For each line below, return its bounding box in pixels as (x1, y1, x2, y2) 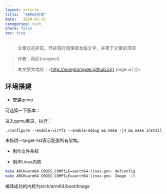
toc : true (5, 31, 26, 36)
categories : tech (5, 21, 41, 27)
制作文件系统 (12, 148, 39, 154)
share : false (5, 26, 32, 31)
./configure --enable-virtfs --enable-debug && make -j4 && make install (5, 128, 162, 133)
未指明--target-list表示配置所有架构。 (5, 137, 82, 143)
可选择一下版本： (5, 107, 40, 113)
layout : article (5, 7, 39, 13)
